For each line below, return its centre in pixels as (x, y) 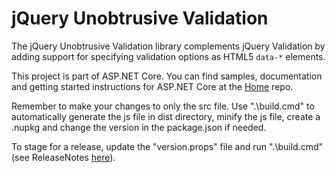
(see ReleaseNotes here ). (63, 157)
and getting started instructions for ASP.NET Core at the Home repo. (152, 86)
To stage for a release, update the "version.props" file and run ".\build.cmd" (167, 146)
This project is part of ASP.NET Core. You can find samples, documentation (167, 76)
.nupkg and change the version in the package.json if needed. (139, 127)
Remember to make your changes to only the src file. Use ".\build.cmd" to (163, 106)
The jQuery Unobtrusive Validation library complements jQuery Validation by (168, 46)
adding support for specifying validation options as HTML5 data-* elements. (168, 56)
